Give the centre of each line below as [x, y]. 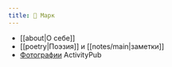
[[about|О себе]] [47, 38]
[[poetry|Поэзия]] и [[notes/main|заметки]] [92, 46]
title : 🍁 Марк [32, 15]
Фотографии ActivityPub [61, 54]
